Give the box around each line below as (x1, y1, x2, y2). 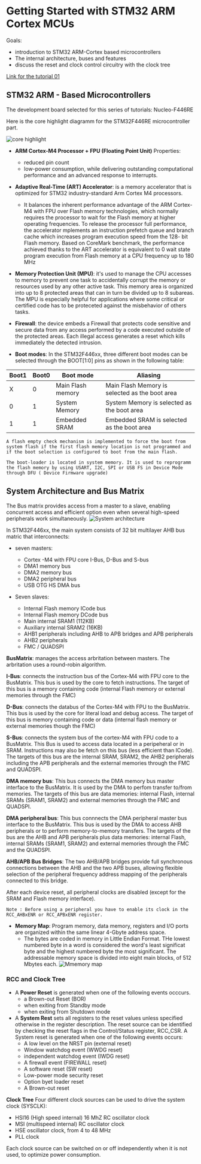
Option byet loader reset (23, 1078, 84, 1085)
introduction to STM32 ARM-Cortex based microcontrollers (14, 48, 162, 55)
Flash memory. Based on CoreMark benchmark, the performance (23, 239, 185, 246)
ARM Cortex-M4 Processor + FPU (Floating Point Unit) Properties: (14, 147, 181, 154)
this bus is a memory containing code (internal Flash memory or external (6, 685, 185, 693)
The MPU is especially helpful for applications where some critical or (14, 295, 185, 303)
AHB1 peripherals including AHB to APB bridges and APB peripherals (23, 630, 193, 637)
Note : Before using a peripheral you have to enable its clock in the (6, 906, 188, 912)
